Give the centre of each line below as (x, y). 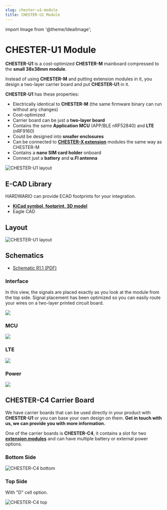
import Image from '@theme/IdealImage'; (48, 29)
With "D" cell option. (27, 492)
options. (14, 444)
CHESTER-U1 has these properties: (42, 94)
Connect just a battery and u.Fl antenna (55, 158)
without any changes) (35, 109)
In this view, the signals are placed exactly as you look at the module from (82, 292)
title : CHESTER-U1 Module (32, 15)
